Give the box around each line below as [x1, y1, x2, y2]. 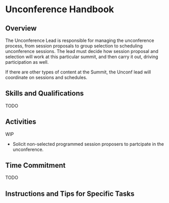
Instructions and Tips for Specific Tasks [5, 189, 135, 198]
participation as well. [5, 59, 49, 65]
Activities [5, 117, 37, 126]
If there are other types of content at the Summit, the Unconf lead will [5, 69, 151, 75]
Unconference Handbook [5, 4, 115, 15]
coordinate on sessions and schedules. [5, 74, 88, 80]
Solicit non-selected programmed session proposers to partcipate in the [12, 141, 164, 147]
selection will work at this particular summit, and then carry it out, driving [5, 54, 159, 60]
